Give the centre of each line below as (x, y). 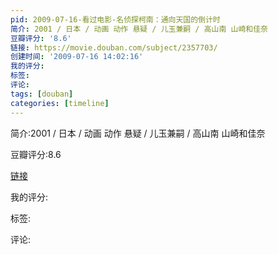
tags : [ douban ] (42, 94)
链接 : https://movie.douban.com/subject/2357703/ (114, 47)
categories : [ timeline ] (60, 103)
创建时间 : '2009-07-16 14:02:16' (77, 57)
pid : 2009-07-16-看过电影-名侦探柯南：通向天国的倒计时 (115, 19)
